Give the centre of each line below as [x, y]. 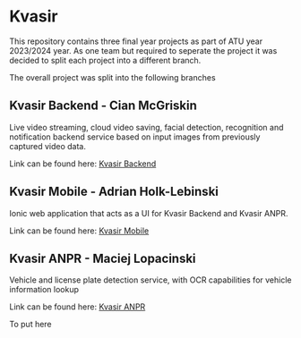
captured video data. [48, 146]
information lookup [44, 290]
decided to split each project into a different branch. [105, 60]
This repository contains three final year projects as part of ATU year [136, 41]
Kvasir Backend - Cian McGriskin [103, 106]
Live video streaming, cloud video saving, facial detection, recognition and [146, 127]
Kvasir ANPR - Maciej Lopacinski [103, 258]
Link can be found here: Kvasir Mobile [79, 231]
